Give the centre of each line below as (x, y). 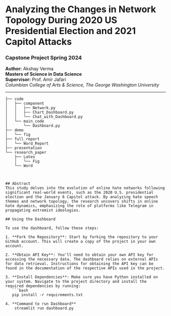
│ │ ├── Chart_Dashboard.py (39, 112)
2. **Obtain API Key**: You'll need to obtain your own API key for (79, 255)
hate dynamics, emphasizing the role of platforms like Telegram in (79, 206)
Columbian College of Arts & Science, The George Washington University (82, 85)
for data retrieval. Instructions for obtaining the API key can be (79, 264)
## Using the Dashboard (31, 219)
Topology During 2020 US (61, 20)
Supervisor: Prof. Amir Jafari (36, 79)
